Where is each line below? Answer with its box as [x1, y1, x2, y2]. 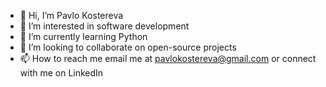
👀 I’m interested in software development [19, 20, 190, 32]
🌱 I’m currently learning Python [19, 31, 148, 42]
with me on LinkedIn [19, 67, 104, 79]
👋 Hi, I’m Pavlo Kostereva [19, 10, 124, 21]
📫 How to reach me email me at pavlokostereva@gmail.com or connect [19, 53, 317, 64]
